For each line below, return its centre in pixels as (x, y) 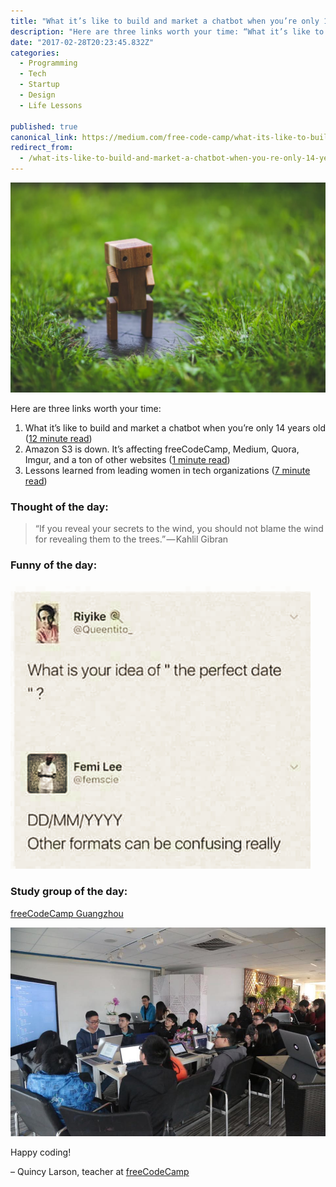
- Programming (48, 63)
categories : (35, 53)
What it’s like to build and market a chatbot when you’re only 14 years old (175, 427)
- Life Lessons (51, 105)
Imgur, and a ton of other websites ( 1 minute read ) (127, 459)
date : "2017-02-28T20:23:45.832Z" (82, 42)
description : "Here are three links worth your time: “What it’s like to (167, 31)
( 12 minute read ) (58, 438)
